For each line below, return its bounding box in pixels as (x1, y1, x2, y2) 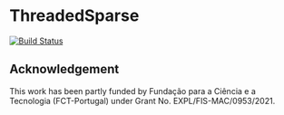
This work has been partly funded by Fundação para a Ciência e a (9, 85, 257, 96)
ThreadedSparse (9, 5, 140, 26)
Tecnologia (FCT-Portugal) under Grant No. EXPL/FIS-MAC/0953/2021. (9, 95, 276, 106)
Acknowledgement (9, 62, 120, 77)
